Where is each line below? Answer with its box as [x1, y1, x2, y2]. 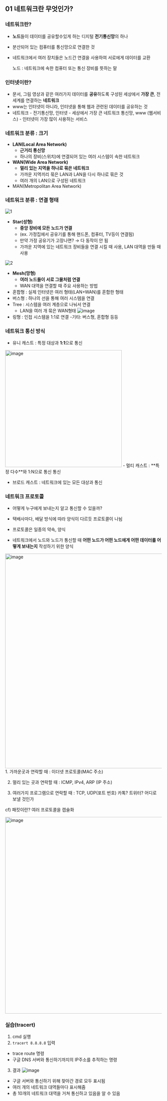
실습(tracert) [5, 1022, 36, 1029]
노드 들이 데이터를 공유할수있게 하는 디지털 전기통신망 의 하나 [12, 33, 128, 39]
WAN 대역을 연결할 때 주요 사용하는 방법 [19, 283, 98, 289]
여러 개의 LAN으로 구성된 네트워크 [19, 178, 86, 184]
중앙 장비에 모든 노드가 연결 [19, 225, 73, 231]
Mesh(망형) [12, 270, 36, 276]
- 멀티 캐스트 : [122, 462, 150, 468]
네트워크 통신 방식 [5, 328, 46, 335]
